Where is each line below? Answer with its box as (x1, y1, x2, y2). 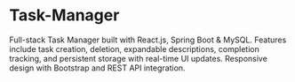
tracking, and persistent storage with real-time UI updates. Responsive (9, 53, 268, 63)
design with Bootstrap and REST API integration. (9, 63, 186, 73)
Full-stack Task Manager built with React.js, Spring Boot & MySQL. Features (9, 34, 287, 45)
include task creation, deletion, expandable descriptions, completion (9, 43, 259, 54)
